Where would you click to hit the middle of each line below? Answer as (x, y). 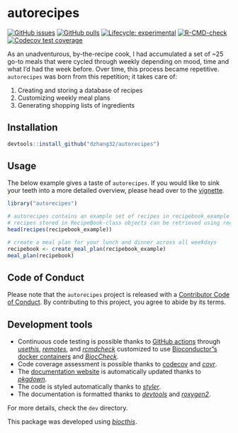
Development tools (50, 324)
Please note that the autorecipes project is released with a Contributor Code (119, 295)
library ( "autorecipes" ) (42, 203)
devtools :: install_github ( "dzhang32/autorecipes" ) (84, 144)
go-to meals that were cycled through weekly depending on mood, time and (118, 61)
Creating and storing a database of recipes (80, 90)
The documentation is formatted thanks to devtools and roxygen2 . (114, 394)
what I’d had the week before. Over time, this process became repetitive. (113, 69)
